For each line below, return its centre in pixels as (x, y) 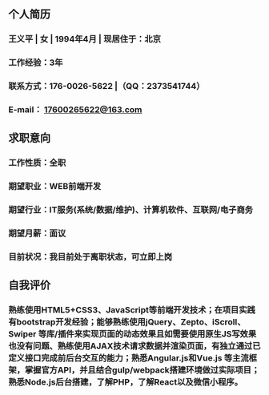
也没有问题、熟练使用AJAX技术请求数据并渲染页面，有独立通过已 (134, 346)
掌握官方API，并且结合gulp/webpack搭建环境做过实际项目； (142, 370)
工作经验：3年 (36, 62)
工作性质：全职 (37, 163)
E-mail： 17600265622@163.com (75, 110)
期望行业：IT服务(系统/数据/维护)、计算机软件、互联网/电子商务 (131, 210)
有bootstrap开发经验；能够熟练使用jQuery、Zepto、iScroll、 (127, 322)
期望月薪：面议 (37, 233)
